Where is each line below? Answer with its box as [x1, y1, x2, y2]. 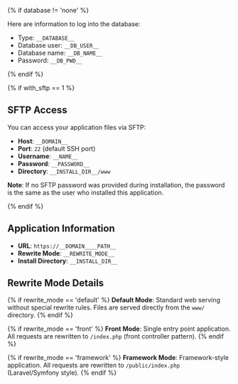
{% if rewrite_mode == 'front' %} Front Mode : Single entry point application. [7, 324, 231, 333]
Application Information [7, 223, 115, 235]
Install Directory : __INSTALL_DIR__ [17, 256, 118, 265]
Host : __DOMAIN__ [17, 136, 68, 145]
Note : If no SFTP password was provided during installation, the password [7, 180, 225, 189]
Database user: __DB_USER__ [17, 41, 99, 49]
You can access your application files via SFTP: [7, 123, 146, 131]
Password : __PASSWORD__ [17, 159, 90, 168]
